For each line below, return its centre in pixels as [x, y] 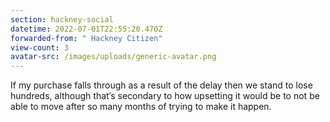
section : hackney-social [62, 19]
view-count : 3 [40, 47]
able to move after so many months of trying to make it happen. [141, 107]
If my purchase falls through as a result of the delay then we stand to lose [161, 85]
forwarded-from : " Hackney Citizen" [86, 38]
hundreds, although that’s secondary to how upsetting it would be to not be [165, 96]
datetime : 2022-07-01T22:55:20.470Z [86, 29]
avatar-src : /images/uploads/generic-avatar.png [113, 57]
